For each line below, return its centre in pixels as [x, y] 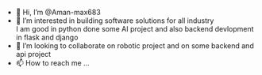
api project [33, 54]
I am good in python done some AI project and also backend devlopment [135, 29]
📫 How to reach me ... [52, 63]
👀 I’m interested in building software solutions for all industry [115, 21]
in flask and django [47, 37]
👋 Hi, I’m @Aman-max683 [58, 12]
